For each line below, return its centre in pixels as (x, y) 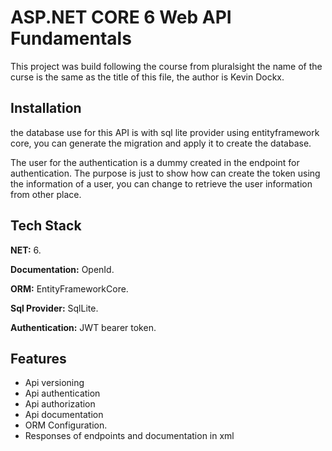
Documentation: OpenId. (62, 269)
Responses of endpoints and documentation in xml (129, 436)
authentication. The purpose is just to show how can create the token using (165, 173)
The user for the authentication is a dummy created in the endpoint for (155, 162)
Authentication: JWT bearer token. (83, 327)
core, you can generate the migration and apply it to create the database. (161, 143)
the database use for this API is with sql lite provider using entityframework (165, 132)
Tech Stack (46, 226)
